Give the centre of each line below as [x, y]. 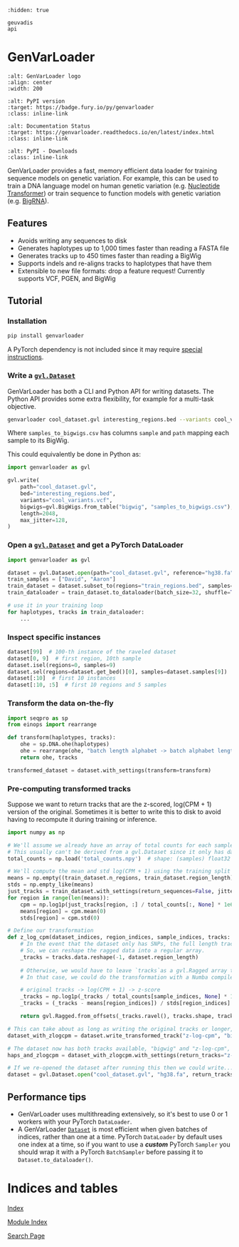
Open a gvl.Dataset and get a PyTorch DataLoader [95, 545]
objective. [22, 406]
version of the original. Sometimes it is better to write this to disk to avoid [115, 811]
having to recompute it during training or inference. [82, 819]
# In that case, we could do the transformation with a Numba [114, 977]
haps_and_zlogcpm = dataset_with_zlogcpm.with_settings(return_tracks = [116, 1055]
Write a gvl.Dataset [42, 376]
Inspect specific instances [54, 637]
